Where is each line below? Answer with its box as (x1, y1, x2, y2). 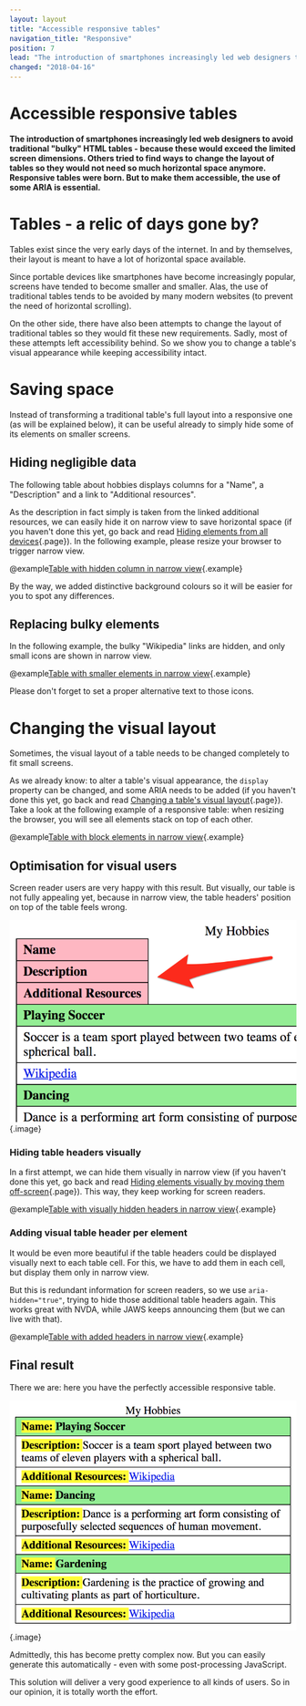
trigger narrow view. (9, 545, 85, 556)
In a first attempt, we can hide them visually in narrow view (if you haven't (9, 1167, 287, 1178)
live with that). (9, 1313, 63, 1324)
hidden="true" (9, 1296, 64, 1305)
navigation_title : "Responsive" (9, 34, 132, 43)
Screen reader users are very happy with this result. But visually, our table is (9, 883, 296, 894)
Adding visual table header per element (9, 1226, 189, 1239)
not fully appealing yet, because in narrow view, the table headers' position (9, 892, 291, 903)
